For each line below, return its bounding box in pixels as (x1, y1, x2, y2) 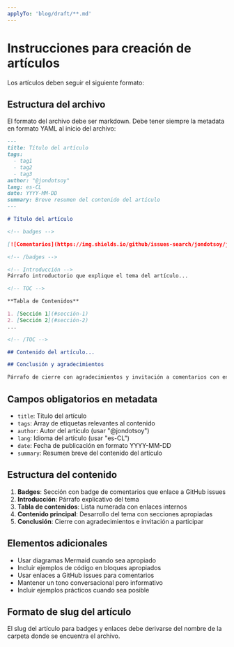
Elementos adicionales (7, 537, 108, 549)
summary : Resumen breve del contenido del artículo (17, 449, 162, 457)
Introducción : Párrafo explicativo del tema (17, 495, 139, 503)
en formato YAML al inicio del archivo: (7, 124, 116, 133)
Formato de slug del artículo (7, 606, 132, 618)
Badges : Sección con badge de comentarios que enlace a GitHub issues (17, 487, 226, 496)
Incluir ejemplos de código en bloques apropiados (17, 563, 162, 572)
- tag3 (13, 170, 33, 177)
